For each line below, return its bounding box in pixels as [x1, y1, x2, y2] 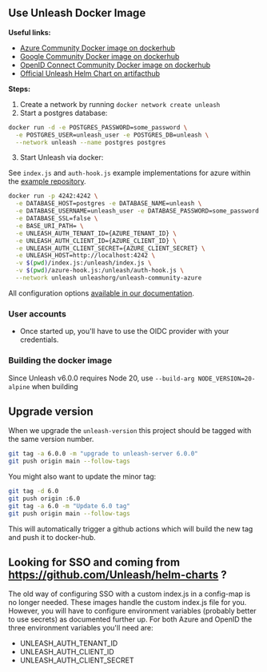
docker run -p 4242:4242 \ [8, 192, 98, 201]
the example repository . [8, 177, 86, 186]
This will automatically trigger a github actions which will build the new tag [8, 523, 253, 534]
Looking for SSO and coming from [8, 555, 181, 569]
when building [31, 381, 78, 391]
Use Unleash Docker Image [8, 6, 146, 20]
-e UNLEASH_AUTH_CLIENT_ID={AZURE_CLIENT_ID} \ [15, 237, 177, 245]
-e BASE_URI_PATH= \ [15, 221, 84, 230]
